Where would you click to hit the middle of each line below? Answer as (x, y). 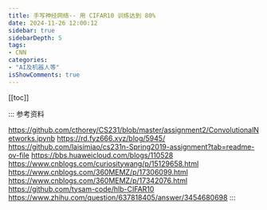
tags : (17, 45)
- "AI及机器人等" (34, 68)
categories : (28, 60)
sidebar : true (32, 30)
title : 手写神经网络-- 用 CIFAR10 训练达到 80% (82, 16)
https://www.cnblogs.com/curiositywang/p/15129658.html (104, 163)
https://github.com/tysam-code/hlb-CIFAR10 (81, 189)
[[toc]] (19, 97)
